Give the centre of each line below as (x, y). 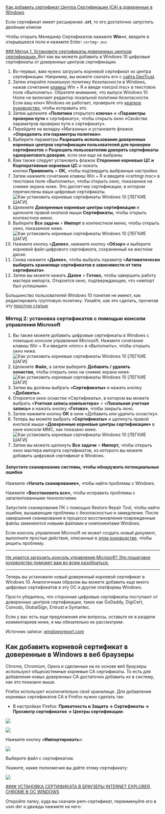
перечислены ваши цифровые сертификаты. (59, 192)
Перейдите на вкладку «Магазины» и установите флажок (73, 129)
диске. (20, 254)
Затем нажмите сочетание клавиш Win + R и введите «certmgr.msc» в (86, 176)
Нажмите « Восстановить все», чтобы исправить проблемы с (71, 493)
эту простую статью (27, 306)
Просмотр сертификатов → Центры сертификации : (68, 712)
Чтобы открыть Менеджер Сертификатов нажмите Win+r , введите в (77, 37)
